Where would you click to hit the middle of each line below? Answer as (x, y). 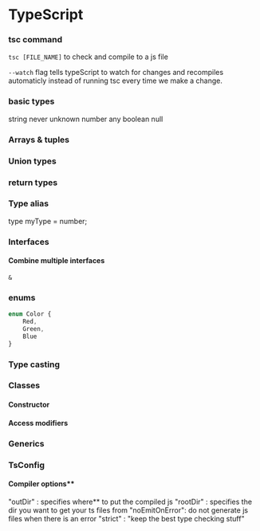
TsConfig (27, 465)
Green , (33, 329)
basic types (32, 101)
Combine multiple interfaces (57, 261)
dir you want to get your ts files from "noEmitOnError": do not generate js (128, 510)
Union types (33, 161)
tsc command (35, 40)
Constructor (29, 405)
